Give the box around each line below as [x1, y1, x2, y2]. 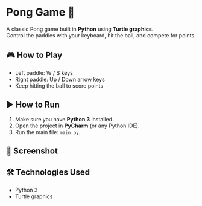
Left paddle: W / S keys [14, 69, 74, 76]
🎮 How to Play [6, 50, 63, 60]
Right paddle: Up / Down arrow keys [14, 76, 106, 83]
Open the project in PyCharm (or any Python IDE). [14, 122, 140, 129]
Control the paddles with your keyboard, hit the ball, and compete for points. [6, 31, 196, 39]
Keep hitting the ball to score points [14, 82, 104, 89]
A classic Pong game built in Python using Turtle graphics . [6, 25, 154, 33]
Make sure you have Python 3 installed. [14, 115, 114, 123]
